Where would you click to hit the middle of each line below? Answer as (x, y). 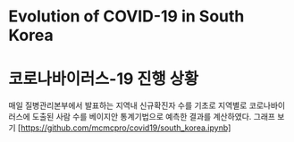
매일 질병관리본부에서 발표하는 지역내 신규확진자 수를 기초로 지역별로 (128, 105)
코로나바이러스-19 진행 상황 (103, 79)
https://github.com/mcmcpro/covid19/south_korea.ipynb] (126, 128)
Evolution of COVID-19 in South (126, 17)
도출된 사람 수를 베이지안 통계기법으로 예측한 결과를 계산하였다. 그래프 (154, 117)
